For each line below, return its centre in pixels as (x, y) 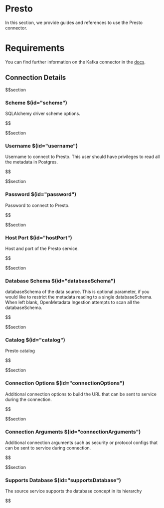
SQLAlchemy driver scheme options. (43, 113)
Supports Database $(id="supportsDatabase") (63, 480)
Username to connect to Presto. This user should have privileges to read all (82, 157)
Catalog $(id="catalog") (35, 340)
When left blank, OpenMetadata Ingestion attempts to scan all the (73, 302)
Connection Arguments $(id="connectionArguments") (73, 431)
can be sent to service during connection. (48, 448)
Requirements (35, 48)
